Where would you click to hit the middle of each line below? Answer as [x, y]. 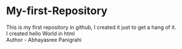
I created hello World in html [41, 33]
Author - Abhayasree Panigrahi [44, 40]
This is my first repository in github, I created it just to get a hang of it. [91, 27]
